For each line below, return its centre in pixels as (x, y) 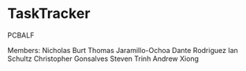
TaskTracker (49, 14)
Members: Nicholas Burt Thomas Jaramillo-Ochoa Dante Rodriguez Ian (123, 50)
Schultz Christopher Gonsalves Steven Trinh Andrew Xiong (103, 59)
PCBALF (21, 35)
